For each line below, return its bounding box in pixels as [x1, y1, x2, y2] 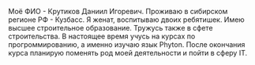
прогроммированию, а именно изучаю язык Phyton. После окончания [8, 40, 246, 49]
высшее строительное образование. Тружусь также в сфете [8, 23, 213, 32]
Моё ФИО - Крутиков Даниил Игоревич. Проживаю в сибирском [8, 7, 228, 16]
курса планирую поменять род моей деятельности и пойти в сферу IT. [8, 49, 248, 57]
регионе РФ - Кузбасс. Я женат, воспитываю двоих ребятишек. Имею [8, 15, 245, 24]
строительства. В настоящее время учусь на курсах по [8, 31, 196, 41]
